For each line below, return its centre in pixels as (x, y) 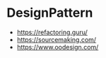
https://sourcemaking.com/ (57, 39)
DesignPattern (50, 13)
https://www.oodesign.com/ (58, 47)
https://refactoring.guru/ (52, 32)
